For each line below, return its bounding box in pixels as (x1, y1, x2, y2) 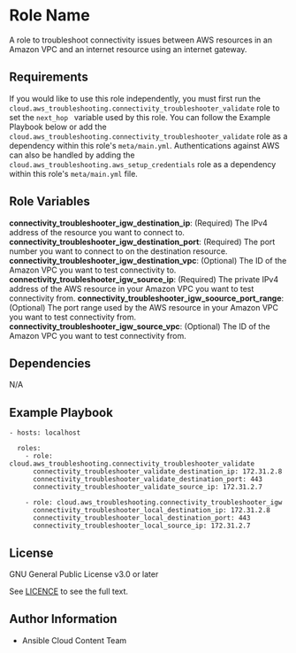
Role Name (9, 5, 90, 26)
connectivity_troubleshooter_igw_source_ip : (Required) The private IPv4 (9, 273, 279, 284)
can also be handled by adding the (9, 150, 135, 160)
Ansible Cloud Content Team (21, 634, 127, 646)
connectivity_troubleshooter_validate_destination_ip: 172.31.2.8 (32, 467, 283, 476)
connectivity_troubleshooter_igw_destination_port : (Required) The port (9, 236, 276, 247)
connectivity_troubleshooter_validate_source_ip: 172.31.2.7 (32, 483, 263, 492)
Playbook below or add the (9, 121, 108, 132)
